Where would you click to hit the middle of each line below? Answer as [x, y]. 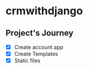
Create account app [39, 47]
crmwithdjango [44, 11]
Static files [27, 61]
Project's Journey [40, 33]
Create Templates [36, 54]
